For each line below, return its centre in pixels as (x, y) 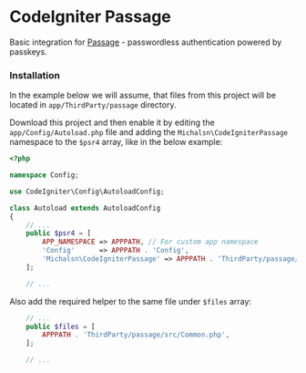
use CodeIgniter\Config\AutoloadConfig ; (87, 192)
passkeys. (28, 51)
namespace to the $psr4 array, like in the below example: (116, 142)
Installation (35, 75)
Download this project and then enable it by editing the (112, 123)
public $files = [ (61, 326)
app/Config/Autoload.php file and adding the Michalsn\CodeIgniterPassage (149, 132)
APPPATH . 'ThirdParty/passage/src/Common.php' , (136, 335)
